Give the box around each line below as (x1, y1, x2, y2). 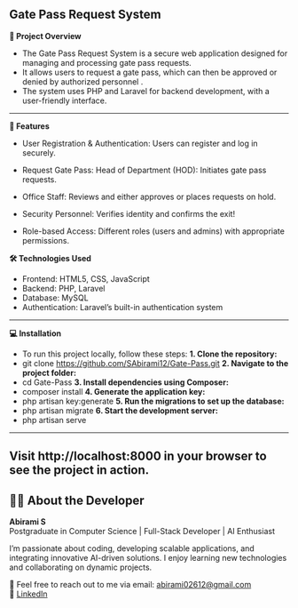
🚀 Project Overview (9, 30, 82, 41)
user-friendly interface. (21, 95, 107, 106)
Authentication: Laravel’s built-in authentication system (21, 301, 223, 312)
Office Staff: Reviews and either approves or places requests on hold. (21, 191, 277, 202)
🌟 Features (9, 120, 51, 132)
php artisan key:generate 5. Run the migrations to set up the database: (21, 396, 285, 406)
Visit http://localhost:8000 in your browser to (9, 449, 268, 464)
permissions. (21, 235, 69, 245)
